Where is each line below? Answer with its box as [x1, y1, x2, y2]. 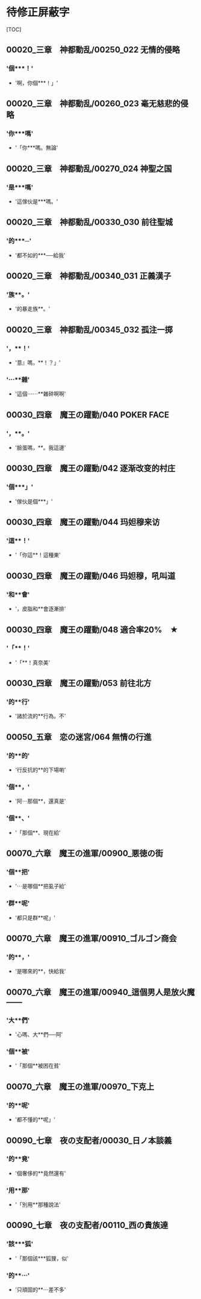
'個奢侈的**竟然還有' [14, 1170, 66, 1177]
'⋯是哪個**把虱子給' [14, 883, 66, 890]
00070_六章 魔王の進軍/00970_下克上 [6, 1082, 155, 1092]
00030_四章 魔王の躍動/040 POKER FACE [6, 410, 170, 420]
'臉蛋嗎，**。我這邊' [14, 444, 66, 452]
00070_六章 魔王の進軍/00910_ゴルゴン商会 [6, 933, 178, 944]
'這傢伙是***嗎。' [14, 198, 58, 205]
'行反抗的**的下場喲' [14, 766, 66, 774]
